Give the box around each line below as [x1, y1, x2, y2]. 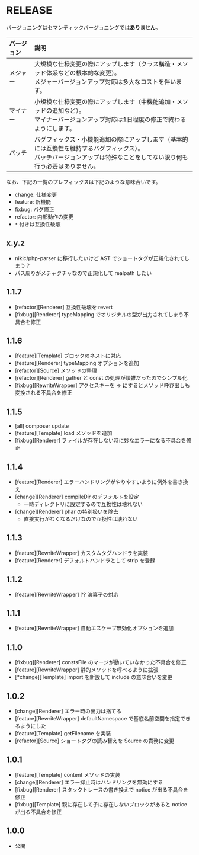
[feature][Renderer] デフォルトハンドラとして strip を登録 [14, 556, 156, 563]
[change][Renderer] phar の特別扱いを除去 [14, 508, 119, 515]
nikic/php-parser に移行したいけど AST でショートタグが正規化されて [14, 254, 185, 261]
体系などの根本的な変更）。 [46, 69, 121, 77]
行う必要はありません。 [34, 162, 99, 170]
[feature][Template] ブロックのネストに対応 [14, 352, 121, 359]
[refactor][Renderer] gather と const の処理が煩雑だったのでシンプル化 [14, 374, 188, 382]
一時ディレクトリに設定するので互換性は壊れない [23, 501, 143, 507]
